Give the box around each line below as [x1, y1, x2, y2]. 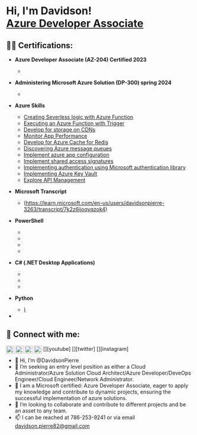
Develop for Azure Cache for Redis [23, 139, 108, 146]
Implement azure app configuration [23, 151, 109, 158]
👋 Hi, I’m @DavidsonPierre [14, 357, 79, 364]
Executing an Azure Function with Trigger [23, 120, 125, 127]
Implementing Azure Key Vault [23, 170, 98, 177]
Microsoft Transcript [14, 188, 67, 195]
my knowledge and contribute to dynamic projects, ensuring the [14, 388, 172, 395]
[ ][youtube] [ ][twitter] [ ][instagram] [43, 345, 129, 352]
